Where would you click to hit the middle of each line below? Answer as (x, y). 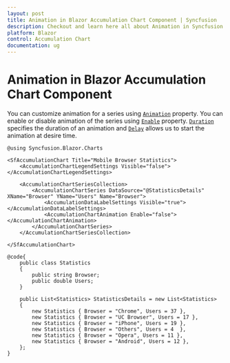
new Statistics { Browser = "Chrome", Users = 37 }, (109, 311)
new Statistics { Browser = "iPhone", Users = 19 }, (109, 323)
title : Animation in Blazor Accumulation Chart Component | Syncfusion (112, 20)
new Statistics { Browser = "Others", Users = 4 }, (109, 329)
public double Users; (63, 281)
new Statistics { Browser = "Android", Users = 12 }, (111, 341)
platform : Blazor (32, 33)
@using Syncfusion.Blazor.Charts (55, 148)
